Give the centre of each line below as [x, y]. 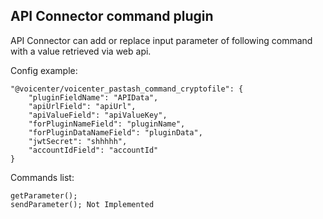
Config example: [44, 70]
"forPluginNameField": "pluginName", [107, 124]
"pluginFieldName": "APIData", [93, 97]
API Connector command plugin [112, 16]
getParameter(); [44, 195]
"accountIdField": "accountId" [93, 150]
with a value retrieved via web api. [81, 51]
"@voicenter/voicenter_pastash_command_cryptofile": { [127, 89]
